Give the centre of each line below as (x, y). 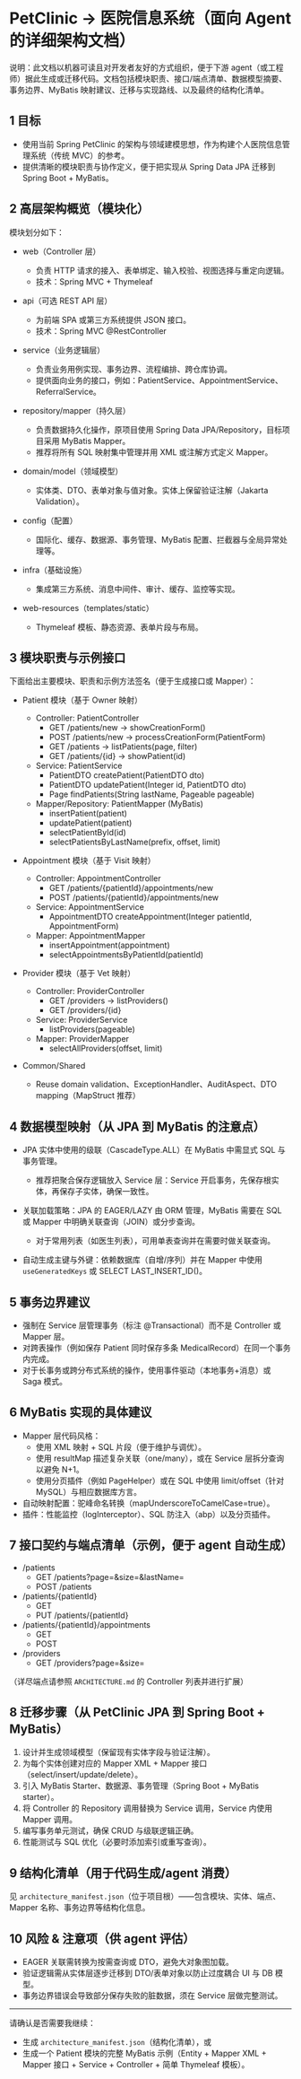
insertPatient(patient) (88, 814)
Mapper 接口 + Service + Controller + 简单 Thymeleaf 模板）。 (136, 2065)
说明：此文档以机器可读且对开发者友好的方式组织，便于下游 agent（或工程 (146, 67)
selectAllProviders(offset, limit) (106, 1048)
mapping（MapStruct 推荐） (88, 1096)
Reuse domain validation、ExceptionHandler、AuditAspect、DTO (156, 1084)
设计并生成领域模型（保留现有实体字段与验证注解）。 (118, 1752)
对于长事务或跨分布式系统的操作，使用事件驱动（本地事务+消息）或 (146, 1370)
